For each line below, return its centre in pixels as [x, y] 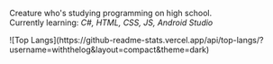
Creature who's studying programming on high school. [111, 13]
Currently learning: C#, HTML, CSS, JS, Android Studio [111, 23]
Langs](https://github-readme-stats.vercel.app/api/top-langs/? [147, 40]
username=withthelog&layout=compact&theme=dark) [109, 50]
